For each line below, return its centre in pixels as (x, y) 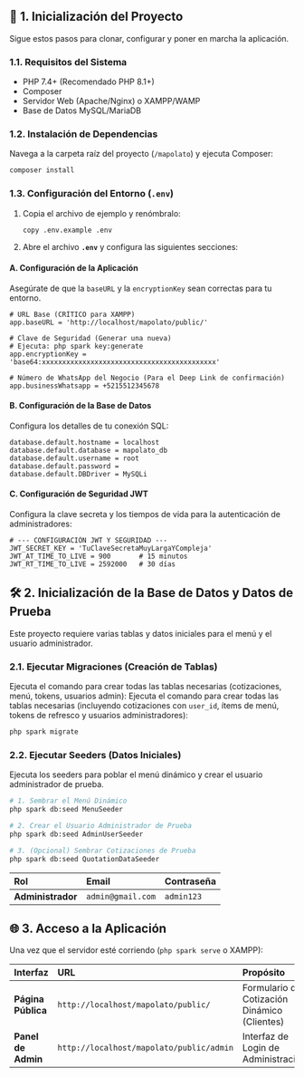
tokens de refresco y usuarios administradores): (99, 716)
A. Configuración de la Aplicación (74, 268)
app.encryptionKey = (48, 354)
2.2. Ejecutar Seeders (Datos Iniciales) (95, 755)
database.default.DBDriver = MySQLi (78, 474)
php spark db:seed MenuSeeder (66, 810)
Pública (30, 1011)
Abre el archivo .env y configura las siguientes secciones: (130, 247)
